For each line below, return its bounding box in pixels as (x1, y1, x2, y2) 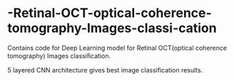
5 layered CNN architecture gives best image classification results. (7, 65, 203, 74)
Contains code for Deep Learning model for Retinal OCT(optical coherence (7, 43, 227, 52)
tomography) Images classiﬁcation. (7, 51, 111, 60)
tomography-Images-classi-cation (7, 20, 217, 36)
